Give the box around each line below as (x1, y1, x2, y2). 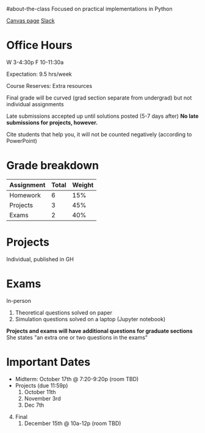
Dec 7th (24, 401, 45, 409)
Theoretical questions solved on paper (15, 308, 113, 316)
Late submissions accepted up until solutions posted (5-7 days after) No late (6, 112, 199, 120)
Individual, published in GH (6, 255, 74, 263)
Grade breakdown (6, 159, 99, 173)
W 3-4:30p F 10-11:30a (6, 58, 64, 66)
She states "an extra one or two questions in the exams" (6, 333, 148, 341)
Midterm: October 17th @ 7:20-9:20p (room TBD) (15, 375, 139, 382)
